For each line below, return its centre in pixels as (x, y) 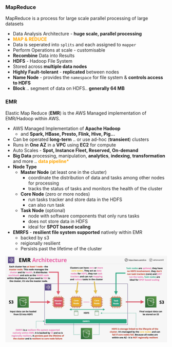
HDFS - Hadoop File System (43, 61)
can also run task (46, 205)
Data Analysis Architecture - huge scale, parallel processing (77, 34)
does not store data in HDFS (58, 221)
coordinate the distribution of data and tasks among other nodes (96, 177)
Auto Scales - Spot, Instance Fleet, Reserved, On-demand (75, 150)
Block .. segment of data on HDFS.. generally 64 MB (69, 88)
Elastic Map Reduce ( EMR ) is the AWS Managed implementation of (76, 113)
